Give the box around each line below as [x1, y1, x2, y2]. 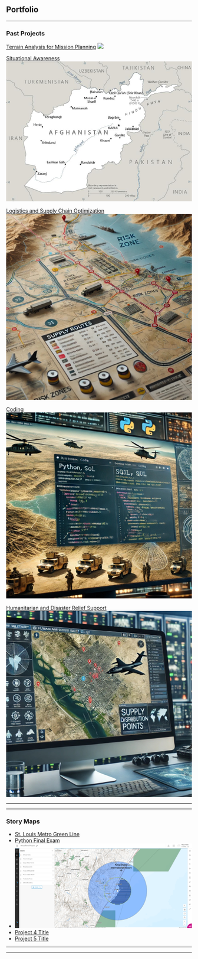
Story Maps [6, 817, 40, 826]
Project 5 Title [14, 935, 49, 942]
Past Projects [6, 29, 45, 37]
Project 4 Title [14, 929, 49, 936]
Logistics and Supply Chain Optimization [6, 207, 105, 214]
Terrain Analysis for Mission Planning [6, 44, 96, 51]
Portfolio [6, 5, 39, 15]
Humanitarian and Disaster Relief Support [6, 604, 107, 611]
